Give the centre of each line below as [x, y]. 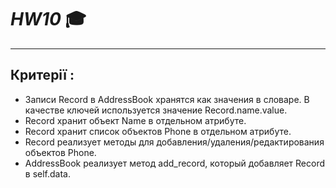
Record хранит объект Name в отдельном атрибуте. [135, 120]
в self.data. [47, 173]
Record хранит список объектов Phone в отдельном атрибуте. [158, 131]
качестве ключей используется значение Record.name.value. [156, 110]
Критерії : [42, 75]
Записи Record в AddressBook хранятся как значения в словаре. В [167, 99]
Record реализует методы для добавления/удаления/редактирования [174, 142]
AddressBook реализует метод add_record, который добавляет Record [175, 163]
